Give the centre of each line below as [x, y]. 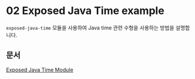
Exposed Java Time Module [40, 70]
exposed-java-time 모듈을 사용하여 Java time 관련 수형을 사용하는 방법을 [90, 28]
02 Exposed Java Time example [85, 11]
